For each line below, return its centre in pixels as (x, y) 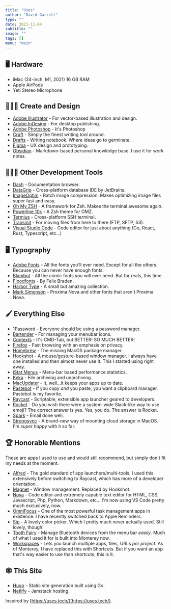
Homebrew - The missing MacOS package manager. (68, 350)
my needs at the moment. (32, 463)
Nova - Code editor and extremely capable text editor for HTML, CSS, (85, 494)
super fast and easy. (34, 201)
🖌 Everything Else (35, 314)
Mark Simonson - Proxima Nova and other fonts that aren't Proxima (83, 292)
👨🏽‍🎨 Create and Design (43, 106)
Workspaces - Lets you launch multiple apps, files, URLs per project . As (88, 543)
